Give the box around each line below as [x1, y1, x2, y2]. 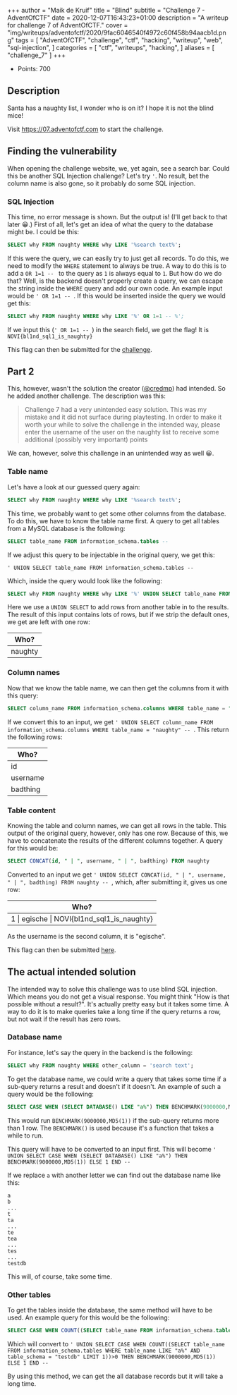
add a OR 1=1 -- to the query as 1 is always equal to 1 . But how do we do [7, 269, 222, 277]
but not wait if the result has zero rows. [7, 1015, 121, 1023]
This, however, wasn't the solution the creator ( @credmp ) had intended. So [7, 384, 226, 393]
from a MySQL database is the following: [7, 524, 126, 532]
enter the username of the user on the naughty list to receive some [24, 428, 219, 437]
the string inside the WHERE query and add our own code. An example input [7, 284, 223, 292]
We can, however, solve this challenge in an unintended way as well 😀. [7, 449, 214, 458]
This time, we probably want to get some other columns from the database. [7, 509, 226, 518]
